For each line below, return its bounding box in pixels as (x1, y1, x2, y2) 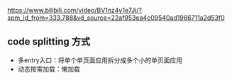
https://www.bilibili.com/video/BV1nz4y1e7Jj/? (7, 6, 142, 14)
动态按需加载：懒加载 (17, 64, 80, 73)
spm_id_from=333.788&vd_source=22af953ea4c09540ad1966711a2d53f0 (7, 13, 225, 22)
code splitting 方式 (7, 35, 91, 48)
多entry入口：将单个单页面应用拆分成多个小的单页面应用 (17, 56, 183, 64)
